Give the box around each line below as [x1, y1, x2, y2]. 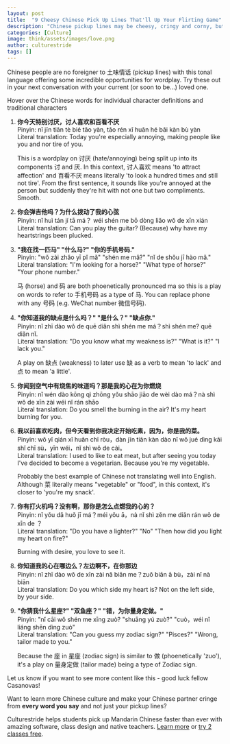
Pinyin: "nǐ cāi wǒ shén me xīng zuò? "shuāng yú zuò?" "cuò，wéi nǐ [16, 615, 210, 623]
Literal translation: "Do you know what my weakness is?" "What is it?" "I [16, 337, 220, 345]
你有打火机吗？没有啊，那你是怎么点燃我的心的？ [16, 502, 155, 510]
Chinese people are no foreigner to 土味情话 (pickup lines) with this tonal [7, 68, 212, 76]
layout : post [7, 10, 44, 17]
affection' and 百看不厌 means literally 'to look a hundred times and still [16, 171, 218, 179]
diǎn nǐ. [16, 330, 38, 338]
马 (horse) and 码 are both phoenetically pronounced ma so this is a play [16, 282, 222, 290]
